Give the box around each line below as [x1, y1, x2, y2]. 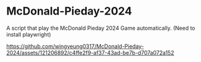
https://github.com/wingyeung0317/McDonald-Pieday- [6, 43, 144, 50]
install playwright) [6, 30, 51, 38]
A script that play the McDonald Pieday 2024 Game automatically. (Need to [6, 24, 196, 32]
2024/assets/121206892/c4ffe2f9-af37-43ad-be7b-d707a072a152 [6, 49, 174, 56]
